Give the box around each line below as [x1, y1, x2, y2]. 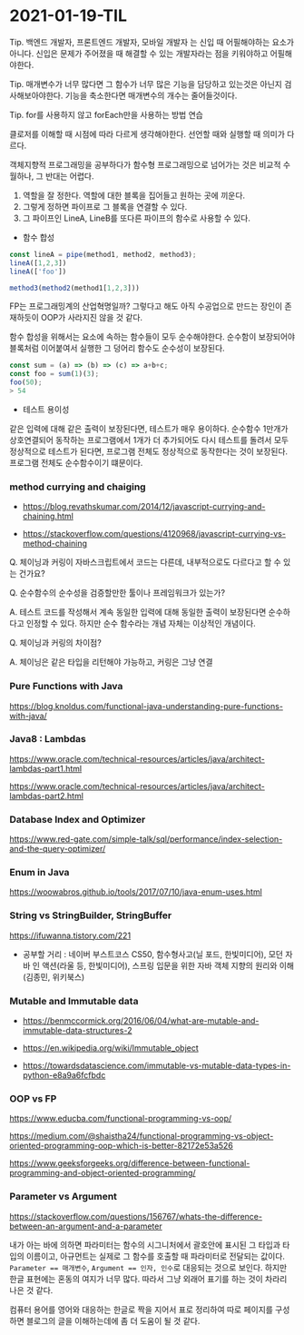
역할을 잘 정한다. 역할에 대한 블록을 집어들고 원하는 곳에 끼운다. [22, 190, 246, 201]
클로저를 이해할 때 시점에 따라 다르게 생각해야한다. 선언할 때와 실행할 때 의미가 [9, 128, 286, 139]
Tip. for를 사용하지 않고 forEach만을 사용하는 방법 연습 [9, 109, 204, 120]
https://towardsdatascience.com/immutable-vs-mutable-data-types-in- [22, 1060, 291, 1072]
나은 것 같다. [9, 1284, 54, 1295]
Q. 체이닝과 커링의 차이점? [9, 638, 102, 648]
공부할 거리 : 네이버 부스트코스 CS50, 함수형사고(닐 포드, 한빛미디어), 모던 [22, 948, 284, 959]
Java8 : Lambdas [9, 733, 86, 746]
